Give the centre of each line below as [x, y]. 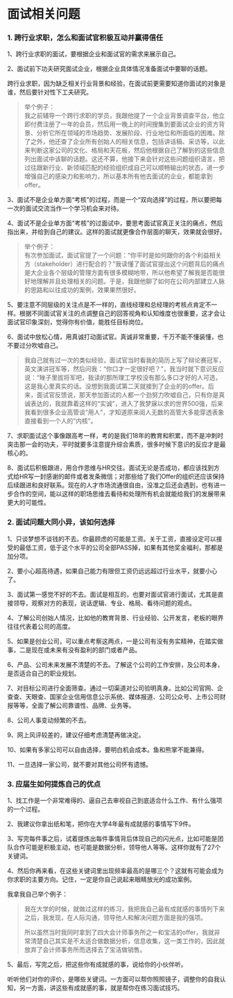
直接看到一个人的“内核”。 [60, 421]
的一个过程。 [25, 809]
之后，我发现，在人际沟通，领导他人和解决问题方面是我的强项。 [115, 917]
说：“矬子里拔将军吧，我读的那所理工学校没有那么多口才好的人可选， [123, 378]
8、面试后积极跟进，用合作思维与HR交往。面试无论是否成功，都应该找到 [111, 468]
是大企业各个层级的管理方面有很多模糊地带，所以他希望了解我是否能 [121, 273]
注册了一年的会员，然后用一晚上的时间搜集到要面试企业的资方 [131, 124]
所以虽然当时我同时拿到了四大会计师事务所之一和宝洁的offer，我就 [119, 932]
